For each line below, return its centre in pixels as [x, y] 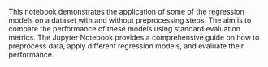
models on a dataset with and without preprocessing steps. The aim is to [130, 20]
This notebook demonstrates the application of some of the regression [127, 12]
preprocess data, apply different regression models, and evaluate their [126, 46]
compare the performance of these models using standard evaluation [125, 29]
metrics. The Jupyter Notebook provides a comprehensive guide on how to [134, 37]
